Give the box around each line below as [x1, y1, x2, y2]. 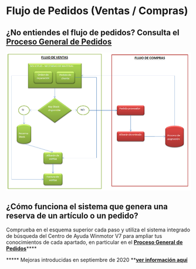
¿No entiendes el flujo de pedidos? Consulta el [6, 28, 180, 38]
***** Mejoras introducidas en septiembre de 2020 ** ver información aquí [6, 257, 188, 264]
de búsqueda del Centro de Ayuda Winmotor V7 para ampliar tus [6, 233, 163, 240]
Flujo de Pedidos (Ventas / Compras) [6, 4, 188, 18]
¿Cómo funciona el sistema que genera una [6, 201, 168, 211]
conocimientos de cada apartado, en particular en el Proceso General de [6, 239, 183, 246]
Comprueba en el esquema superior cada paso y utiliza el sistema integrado [6, 226, 191, 233]
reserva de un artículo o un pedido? [6, 210, 139, 221]
